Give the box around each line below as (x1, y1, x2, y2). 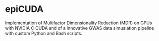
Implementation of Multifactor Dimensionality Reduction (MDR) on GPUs (5, 20, 152, 26)
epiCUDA (5, 3, 44, 15)
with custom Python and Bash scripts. (5, 30, 83, 36)
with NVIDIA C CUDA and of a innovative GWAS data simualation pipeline (5, 25, 155, 31)
